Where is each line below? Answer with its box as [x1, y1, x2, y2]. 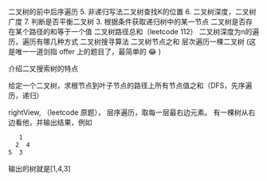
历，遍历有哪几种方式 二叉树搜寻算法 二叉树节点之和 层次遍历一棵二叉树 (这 [8, 37, 257, 46]
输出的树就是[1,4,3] [8, 163, 71, 173]
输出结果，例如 [42, 118, 92, 127]
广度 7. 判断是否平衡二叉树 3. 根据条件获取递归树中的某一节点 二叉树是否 [8, 17, 246, 26]
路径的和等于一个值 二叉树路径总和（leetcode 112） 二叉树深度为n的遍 [29, 27, 260, 36]
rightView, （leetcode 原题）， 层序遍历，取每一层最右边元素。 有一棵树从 [8, 108, 249, 117]
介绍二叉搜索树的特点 [8, 64, 78, 73]
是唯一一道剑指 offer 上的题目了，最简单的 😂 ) [8, 47, 162, 56]
